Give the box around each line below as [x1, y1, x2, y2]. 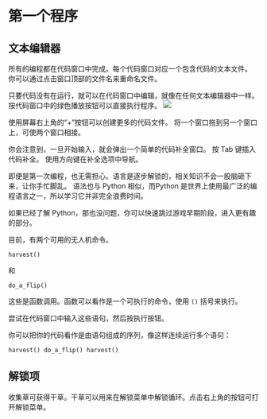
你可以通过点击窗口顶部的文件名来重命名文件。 [8, 74, 161, 83]
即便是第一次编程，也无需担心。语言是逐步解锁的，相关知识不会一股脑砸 [8, 172, 245, 180]
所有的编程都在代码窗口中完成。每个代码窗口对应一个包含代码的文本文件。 [8, 64, 252, 73]
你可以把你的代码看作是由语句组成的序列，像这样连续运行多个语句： [8, 331, 231, 339]
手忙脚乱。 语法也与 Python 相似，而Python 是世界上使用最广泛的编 [35, 181, 257, 191]
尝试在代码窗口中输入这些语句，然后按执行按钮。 [8, 313, 168, 323]
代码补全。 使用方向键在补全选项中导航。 [8, 154, 143, 164]
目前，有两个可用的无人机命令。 [8, 235, 113, 244]
